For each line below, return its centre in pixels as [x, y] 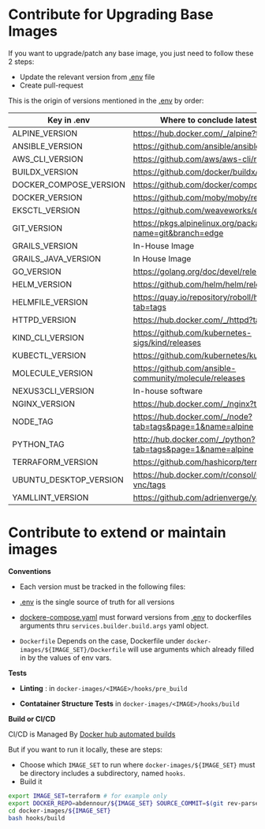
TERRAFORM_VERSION [55, 462]
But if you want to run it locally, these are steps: [86, 749]
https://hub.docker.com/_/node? [192, 416]
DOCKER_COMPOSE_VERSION [69, 185]
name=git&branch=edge [178, 233]
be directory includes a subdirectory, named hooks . [102, 773]
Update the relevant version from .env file [87, 77]
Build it [31, 781]
